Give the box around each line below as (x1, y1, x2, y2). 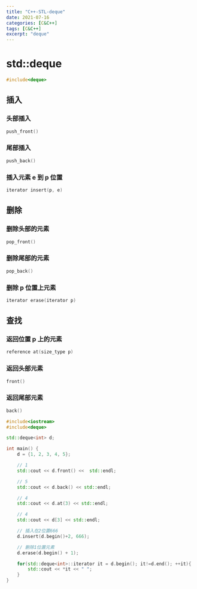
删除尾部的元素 (6, 254, 50, 262)
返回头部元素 (6, 364, 44, 373)
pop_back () (6, 268, 34, 274)
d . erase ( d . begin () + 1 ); (17, 550, 79, 556)
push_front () (6, 128, 39, 134)
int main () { (6, 446, 39, 452)
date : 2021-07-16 (6, 14, 50, 20)
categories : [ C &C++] (6, 20, 58, 26)
